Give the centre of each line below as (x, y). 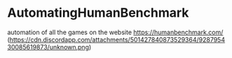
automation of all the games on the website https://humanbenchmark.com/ (115, 32)
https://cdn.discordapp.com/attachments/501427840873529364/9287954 (117, 39)
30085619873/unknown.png (48, 47)
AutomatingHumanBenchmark (98, 13)
